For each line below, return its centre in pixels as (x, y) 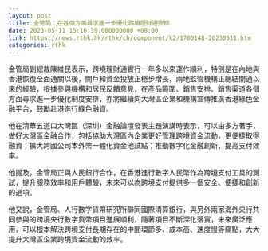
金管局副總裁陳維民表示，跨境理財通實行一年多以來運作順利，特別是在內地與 (134, 69)
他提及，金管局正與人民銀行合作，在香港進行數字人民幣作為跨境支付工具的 (130, 173)
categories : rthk (37, 45)
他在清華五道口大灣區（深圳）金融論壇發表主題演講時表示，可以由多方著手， (134, 126)
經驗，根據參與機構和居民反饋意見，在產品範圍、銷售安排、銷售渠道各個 (141, 89)
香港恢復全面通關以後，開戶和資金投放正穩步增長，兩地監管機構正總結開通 (130, 79)
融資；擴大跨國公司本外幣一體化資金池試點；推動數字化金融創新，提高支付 (130, 146)
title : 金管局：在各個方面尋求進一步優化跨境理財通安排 (89, 23)
